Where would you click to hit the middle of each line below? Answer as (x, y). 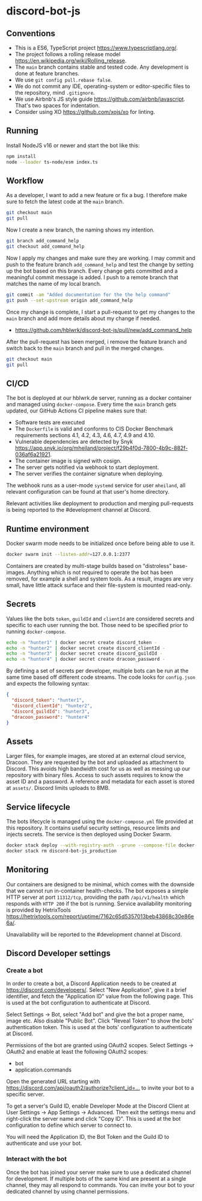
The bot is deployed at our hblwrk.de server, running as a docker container (99, 398)
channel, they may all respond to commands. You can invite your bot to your (100, 1185)
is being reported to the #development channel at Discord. (79, 510)
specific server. (26, 1094)
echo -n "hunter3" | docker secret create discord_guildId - (84, 654)
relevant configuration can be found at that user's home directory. (88, 492)
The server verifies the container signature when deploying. (89, 474)
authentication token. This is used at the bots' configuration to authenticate (99, 1027)
